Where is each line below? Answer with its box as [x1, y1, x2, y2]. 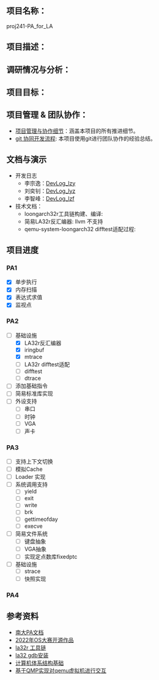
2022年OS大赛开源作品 [15, 636, 74, 643]
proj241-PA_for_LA [6, 22, 53, 29]
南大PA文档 [15, 629, 44, 636]
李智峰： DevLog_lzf [24, 194, 75, 202]
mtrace [24, 353, 43, 361]
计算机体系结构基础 [15, 659, 64, 667]
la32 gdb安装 [15, 651, 49, 659]
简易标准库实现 [15, 390, 53, 397]
